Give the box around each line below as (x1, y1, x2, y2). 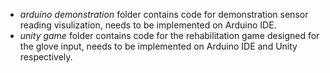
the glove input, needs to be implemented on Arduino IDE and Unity (19, 40, 298, 52)
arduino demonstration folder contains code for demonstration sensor (19, 9, 309, 20)
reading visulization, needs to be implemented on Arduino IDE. (19, 19, 277, 31)
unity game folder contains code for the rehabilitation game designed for (19, 30, 320, 41)
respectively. (19, 51, 73, 63)
